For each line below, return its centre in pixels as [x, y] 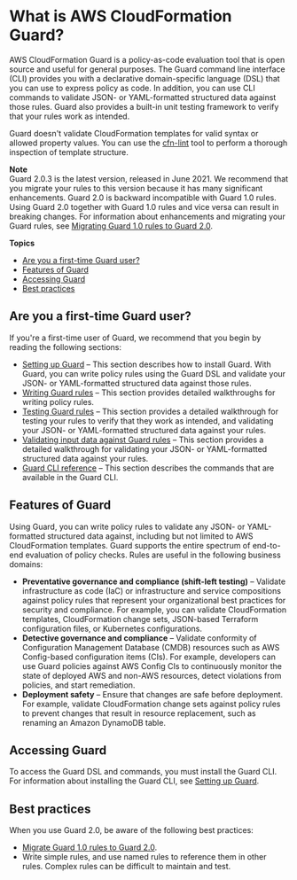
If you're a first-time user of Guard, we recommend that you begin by [135, 338]
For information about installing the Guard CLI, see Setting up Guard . [134, 781]
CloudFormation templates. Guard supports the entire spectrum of [130, 545]
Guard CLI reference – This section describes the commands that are [148, 468]
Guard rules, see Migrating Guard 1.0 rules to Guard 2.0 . [111, 226]
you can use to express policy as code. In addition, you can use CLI [132, 88]
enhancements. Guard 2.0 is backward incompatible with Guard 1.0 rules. [143, 198]
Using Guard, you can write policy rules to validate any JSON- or [127, 526]
